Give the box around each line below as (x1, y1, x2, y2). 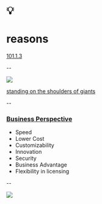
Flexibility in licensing (15, 168, 70, 175)
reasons (6, 32, 49, 46)
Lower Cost (15, 135, 45, 143)
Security (15, 154, 37, 162)
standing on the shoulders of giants (6, 88, 96, 95)
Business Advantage (15, 161, 67, 168)
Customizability (15, 142, 55, 149)
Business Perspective (6, 115, 73, 123)
